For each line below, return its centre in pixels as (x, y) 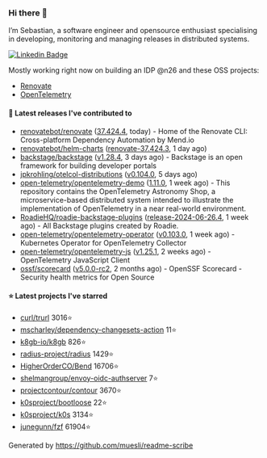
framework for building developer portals (88, 166)
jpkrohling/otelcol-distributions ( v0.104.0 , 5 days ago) (108, 174)
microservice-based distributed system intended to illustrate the (127, 200)
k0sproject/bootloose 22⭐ (63, 402)
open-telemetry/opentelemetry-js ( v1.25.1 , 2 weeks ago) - (115, 251)
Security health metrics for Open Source (87, 277)
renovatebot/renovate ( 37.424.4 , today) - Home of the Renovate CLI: (134, 131)
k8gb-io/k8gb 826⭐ (53, 342)
